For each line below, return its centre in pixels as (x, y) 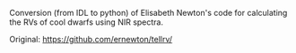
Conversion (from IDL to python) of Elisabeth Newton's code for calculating (148, 13)
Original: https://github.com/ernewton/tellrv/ (91, 39)
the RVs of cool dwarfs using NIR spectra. (87, 22)
